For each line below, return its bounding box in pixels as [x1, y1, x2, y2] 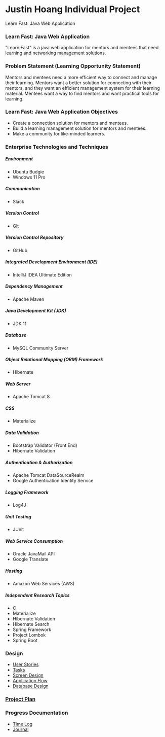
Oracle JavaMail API [12, 551, 55, 557]
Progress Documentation [5, 709, 68, 716]
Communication [5, 186, 40, 192]
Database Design [12, 683, 49, 689]
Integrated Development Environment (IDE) [5, 259, 98, 265]
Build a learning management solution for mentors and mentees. [12, 125, 147, 131]
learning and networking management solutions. [5, 50, 106, 56]
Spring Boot [12, 638, 38, 644]
